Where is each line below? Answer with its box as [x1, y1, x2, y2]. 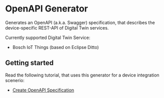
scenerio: [5, 77, 25, 83]
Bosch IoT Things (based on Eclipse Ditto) [12, 44, 99, 50]
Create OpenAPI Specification [12, 87, 74, 93]
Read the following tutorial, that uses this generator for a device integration [5, 72, 159, 78]
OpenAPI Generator [5, 3, 88, 14]
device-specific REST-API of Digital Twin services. [5, 24, 109, 30]
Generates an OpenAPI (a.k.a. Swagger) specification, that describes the [5, 19, 155, 25]
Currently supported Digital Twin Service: [5, 34, 90, 40]
